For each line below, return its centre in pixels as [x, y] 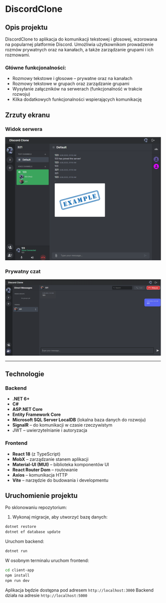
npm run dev [17, 581]
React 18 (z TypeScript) [36, 454]
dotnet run [16, 551]
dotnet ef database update [33, 532]
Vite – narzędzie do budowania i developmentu [60, 480]
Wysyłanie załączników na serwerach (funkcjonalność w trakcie [77, 89]
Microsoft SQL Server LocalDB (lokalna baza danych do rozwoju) [79, 420]
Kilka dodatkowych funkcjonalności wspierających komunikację [77, 99]
